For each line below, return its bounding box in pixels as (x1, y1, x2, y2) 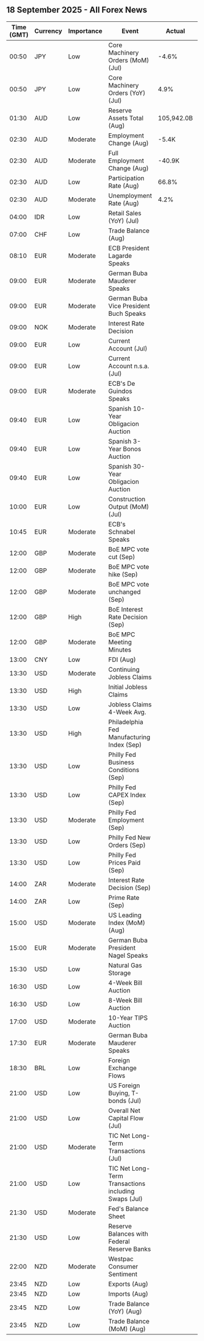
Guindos (108, 386, 132, 395)
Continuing (108, 665, 140, 674)
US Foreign (108, 1081, 140, 1090)
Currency (34, 27, 63, 35)
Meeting (108, 638, 132, 646)
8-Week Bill (108, 996, 143, 1005)
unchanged (108, 587, 141, 596)
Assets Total (108, 114, 144, 122)
